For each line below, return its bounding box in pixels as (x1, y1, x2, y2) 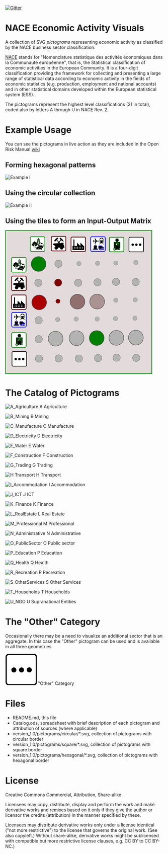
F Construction (42, 452, 73, 458)
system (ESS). (5, 91, 35, 98)
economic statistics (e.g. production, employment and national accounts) (5, 81, 157, 87)
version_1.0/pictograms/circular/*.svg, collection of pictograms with (12, 731, 152, 737)
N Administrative (46, 530, 81, 536)
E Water (28, 443, 45, 449)
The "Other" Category (5, 616, 101, 628)
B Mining (30, 413, 49, 420)
